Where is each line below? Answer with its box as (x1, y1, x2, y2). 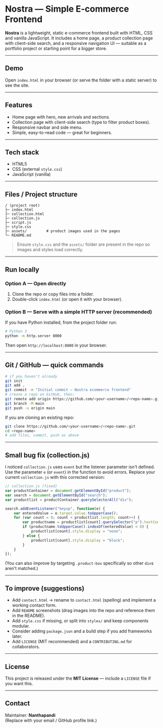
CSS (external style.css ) (12, 166, 62, 172)
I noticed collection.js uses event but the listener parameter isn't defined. (5, 464, 155, 470)
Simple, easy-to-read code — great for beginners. (12, 129, 113, 135)
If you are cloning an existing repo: (5, 414, 74, 420)
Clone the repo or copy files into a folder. (12, 291, 94, 297)
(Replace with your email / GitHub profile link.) (5, 717, 97, 723)
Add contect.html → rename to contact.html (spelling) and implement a (12, 597, 156, 603)
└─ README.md (5, 233, 32, 238)
